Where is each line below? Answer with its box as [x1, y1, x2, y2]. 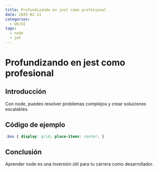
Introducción [5, 87, 47, 96]
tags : [5, 26, 17, 31]
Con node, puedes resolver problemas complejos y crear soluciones [5, 101, 146, 107]
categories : [5, 17, 30, 22]
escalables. [5, 106, 29, 112]
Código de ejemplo [5, 121, 65, 129]
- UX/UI [10, 21, 26, 27]
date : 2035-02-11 [5, 12, 42, 17]
